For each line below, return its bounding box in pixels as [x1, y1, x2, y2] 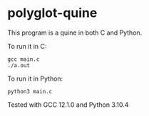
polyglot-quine [7, 5, 98, 21]
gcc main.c [7, 55, 40, 63]
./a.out [7, 62, 31, 69]
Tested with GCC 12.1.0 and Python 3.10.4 [7, 100, 129, 109]
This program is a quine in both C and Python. [7, 28, 143, 37]
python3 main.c [7, 88, 53, 95]
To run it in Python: [7, 74, 63, 83]
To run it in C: [7, 42, 47, 50]
